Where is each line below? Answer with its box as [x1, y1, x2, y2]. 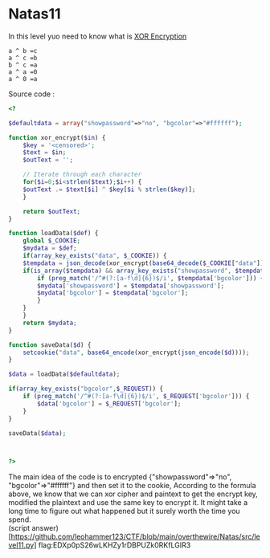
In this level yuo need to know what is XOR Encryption [8, 31, 187, 41]
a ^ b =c [8, 47, 38, 55]
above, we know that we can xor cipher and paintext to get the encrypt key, [8, 489, 259, 499]
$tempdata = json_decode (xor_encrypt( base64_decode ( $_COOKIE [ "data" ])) [22, 259, 268, 267]
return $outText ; [22, 207, 81, 215]
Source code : [8, 89, 55, 99]
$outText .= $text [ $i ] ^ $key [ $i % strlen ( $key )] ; [22, 185, 196, 193]
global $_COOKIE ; [22, 237, 81, 245]
